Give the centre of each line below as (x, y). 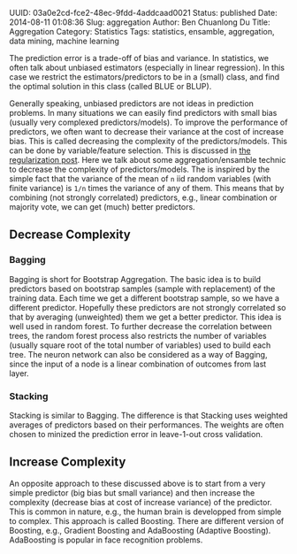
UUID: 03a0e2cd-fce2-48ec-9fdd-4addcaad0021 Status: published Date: (143, 13)
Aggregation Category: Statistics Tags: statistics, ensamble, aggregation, (142, 31)
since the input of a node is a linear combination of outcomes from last (138, 364)
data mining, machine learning (64, 41)
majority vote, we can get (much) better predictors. (103, 207)
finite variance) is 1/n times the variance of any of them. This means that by (147, 188)
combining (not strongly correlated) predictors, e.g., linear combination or (143, 197)
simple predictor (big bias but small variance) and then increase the (132, 492)
